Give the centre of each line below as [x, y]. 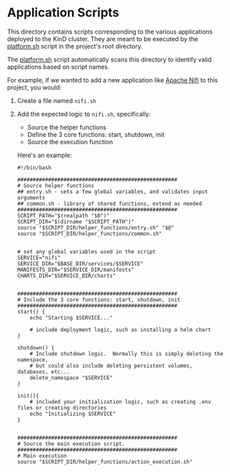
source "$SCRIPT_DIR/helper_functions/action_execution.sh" [105, 462]
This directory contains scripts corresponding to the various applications [110, 32]
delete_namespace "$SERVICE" [71, 378]
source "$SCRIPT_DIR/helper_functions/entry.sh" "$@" [95, 228]
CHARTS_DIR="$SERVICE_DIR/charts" [66, 276]
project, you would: [34, 87]
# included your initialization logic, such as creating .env [120, 402]
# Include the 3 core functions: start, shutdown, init [99, 300]
